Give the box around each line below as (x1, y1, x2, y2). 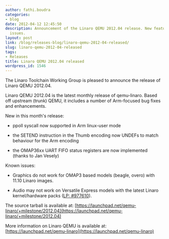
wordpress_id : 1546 (5, 63, 46, 68)
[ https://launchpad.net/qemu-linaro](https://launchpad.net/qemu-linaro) (5, 228, 154, 234)
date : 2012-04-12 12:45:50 (5, 21, 62, 27)
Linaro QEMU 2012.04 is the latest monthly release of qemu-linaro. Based (5, 93, 157, 99)
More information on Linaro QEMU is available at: (5, 223, 107, 229)
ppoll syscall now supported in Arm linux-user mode (12, 123, 121, 129)
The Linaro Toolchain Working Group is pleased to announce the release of (5, 77, 161, 84)
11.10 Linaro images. (12, 178, 54, 184)
